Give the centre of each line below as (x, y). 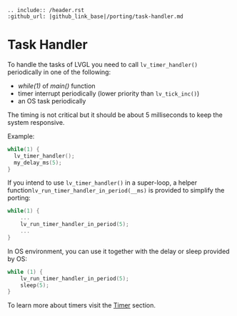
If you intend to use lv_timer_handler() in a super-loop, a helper (102, 183)
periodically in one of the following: (59, 72)
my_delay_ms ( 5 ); (38, 163)
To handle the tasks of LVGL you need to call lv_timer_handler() (103, 64)
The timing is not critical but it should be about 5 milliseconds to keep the (115, 115)
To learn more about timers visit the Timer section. (81, 305)
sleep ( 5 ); (35, 285)
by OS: (17, 259)
